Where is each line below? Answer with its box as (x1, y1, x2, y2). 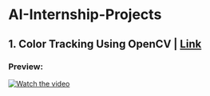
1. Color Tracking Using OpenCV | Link (8, 37, 202, 51)
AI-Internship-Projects (8, 6, 162, 24)
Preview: (8, 61, 44, 72)
